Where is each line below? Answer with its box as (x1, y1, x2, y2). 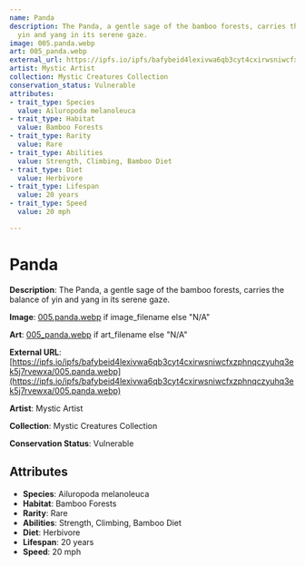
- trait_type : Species (9, 97, 95, 107)
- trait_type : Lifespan (9, 182, 100, 191)
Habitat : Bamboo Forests (22, 498, 117, 509)
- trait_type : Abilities (9, 148, 103, 157)
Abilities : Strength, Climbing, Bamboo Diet (22, 517, 182, 528)
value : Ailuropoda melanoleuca (17, 106, 136, 115)
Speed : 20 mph (22, 546, 82, 557)
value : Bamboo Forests (17, 123, 103, 132)
